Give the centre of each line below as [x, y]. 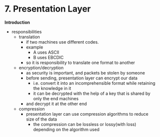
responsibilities [27, 31]
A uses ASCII [46, 52]
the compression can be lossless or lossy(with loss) [85, 124]
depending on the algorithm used [66, 129]
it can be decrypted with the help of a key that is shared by [92, 93]
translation [29, 37]
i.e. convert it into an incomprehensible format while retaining [94, 83]
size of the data [42, 119]
